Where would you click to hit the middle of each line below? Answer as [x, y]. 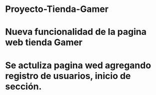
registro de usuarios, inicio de [68, 76]
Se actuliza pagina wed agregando [78, 65]
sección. [23, 86]
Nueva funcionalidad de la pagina [76, 32]
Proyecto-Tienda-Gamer [57, 9]
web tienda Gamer [44, 43]
